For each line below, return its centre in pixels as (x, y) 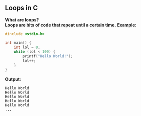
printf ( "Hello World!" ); (48, 56)
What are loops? (22, 19)
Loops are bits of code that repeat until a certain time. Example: (71, 25)
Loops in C (21, 8)
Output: (13, 79)
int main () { (18, 43)
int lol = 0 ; (27, 47)
